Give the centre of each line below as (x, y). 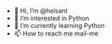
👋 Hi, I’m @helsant (41, 11)
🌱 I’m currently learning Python (59, 25)
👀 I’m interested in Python (52, 18)
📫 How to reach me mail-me (56, 34)
